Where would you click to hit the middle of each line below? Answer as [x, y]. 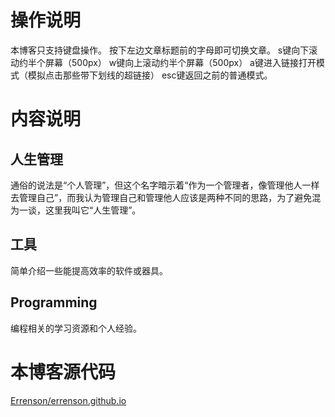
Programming [54, 302]
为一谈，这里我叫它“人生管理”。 [76, 210]
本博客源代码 [63, 372]
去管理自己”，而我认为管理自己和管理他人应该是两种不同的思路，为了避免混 [166, 197]
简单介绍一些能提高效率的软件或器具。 [89, 270]
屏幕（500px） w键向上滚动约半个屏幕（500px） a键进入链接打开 [180, 62]
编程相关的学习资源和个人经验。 [76, 328]
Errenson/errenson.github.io [68, 400]
